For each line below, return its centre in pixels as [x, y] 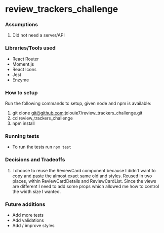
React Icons [24, 69]
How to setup [21, 92]
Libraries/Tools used [30, 48]
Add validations [28, 220]
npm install [23, 123]
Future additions [25, 204]
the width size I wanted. [37, 192]
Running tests [22, 136]
